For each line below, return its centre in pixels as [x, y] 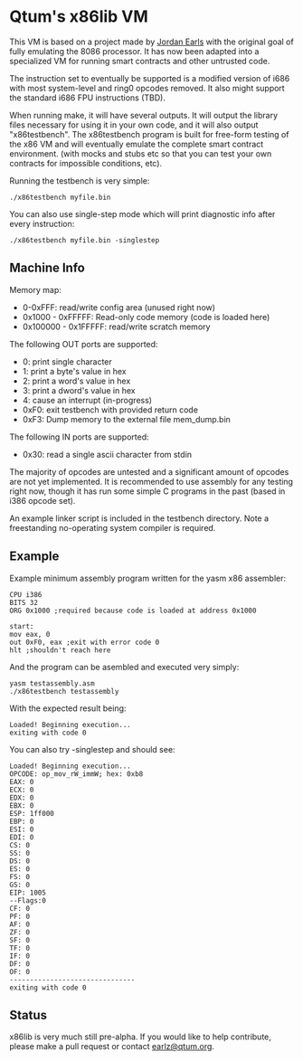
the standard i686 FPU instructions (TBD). [87, 98]
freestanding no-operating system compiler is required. [113, 527]
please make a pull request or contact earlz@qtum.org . [112, 1047]
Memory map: [35, 289]
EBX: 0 [22, 805]
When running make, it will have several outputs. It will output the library [144, 115]
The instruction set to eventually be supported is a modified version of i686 [150, 78]
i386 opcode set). [43, 500]
